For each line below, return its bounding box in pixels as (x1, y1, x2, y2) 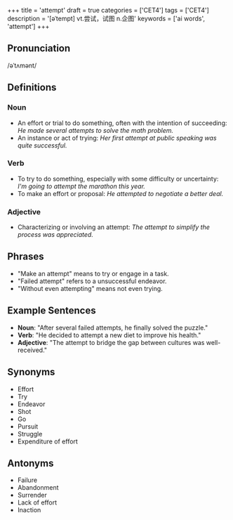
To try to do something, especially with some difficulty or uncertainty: (17, 174, 219, 183)
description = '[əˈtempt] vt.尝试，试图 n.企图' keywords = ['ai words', (7, 14, 206, 22)
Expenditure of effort (17, 437, 79, 446)
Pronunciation (7, 42, 71, 55)
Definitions (7, 82, 57, 93)
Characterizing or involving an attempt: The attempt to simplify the (17, 223, 211, 231)
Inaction (17, 506, 41, 514)
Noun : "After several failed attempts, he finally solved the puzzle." (17, 323, 208, 332)
